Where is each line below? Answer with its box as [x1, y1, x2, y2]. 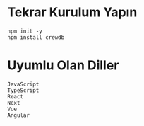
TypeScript [7, 86, 40, 94]
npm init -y [7, 28, 42, 35]
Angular [7, 111, 30, 119]
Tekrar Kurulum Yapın [7, 4, 138, 21]
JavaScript [7, 81, 40, 88]
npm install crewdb [7, 33, 65, 41]
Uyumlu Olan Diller [7, 57, 119, 74]
